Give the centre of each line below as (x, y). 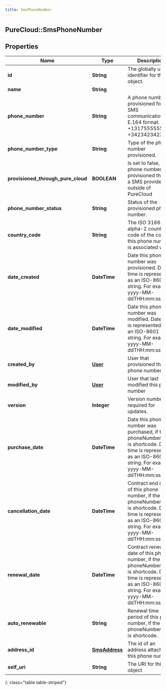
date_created (23, 277)
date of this (141, 553)
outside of (139, 188)
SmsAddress (107, 649)
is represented (145, 325)
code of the (141, 235)
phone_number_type (33, 149)
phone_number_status (35, 208)
